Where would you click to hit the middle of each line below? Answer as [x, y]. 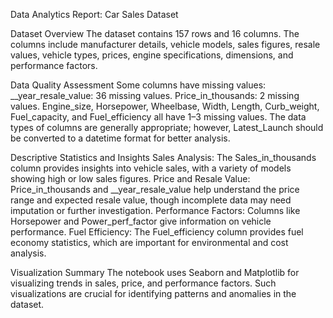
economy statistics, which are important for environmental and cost [149, 242]
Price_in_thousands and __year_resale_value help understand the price [155, 189]
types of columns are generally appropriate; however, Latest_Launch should [167, 127]
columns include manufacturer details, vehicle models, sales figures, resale [165, 44]
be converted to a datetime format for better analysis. [120, 138]
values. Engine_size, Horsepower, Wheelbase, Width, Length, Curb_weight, [165, 106]
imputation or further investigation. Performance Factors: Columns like [155, 210]
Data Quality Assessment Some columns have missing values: [138, 85]
